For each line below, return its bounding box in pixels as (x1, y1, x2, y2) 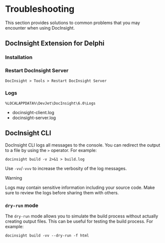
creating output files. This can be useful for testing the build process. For (5, 218, 154, 224)
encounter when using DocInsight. (5, 25, 75, 30)
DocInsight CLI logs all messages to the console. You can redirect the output (5, 142, 161, 148)
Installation (5, 54, 33, 61)
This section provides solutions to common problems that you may (5, 20, 140, 26)
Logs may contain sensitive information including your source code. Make (5, 184, 155, 190)
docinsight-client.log (12, 109, 55, 115)
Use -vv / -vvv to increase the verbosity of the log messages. (5, 165, 127, 171)
